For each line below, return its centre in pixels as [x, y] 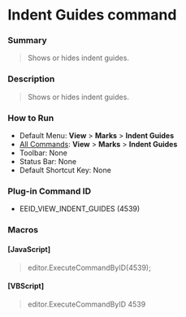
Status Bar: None [48, 162]
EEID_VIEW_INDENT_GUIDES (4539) [80, 209]
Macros [23, 230]
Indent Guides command [92, 15]
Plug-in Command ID [49, 191]
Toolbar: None [43, 153]
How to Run [31, 118]
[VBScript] [26, 286]
